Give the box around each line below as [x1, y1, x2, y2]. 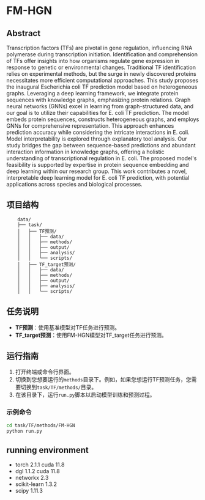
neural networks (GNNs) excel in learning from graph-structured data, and [6, 103, 194, 110]
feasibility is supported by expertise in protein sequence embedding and [6, 161, 189, 168]
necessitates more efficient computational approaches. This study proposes [6, 77, 199, 84]
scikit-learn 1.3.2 [15, 480, 57, 488]
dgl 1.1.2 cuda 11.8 [15, 468, 60, 475]
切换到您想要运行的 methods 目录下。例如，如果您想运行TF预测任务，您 [15, 376, 192, 383]
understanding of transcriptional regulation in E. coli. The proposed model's [6, 155, 197, 162]
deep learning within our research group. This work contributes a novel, [6, 167, 187, 175]
